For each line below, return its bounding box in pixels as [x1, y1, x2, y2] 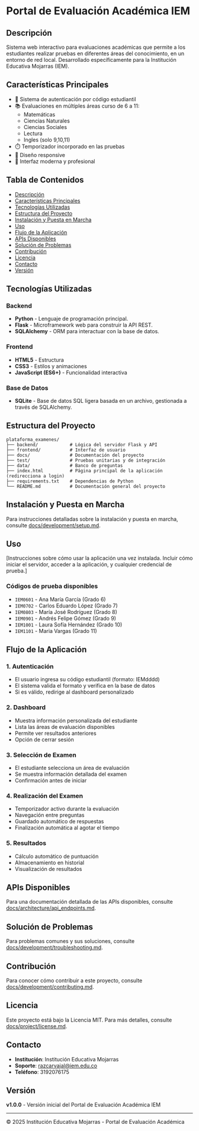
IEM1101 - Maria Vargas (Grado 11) [14, 627, 98, 634]
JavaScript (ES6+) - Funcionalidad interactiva [14, 369, 127, 376]
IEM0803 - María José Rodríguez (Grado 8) [14, 608, 117, 615]
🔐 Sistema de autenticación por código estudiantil [14, 95, 136, 102]
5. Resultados [6, 839, 47, 847]
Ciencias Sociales [23, 123, 67, 130]
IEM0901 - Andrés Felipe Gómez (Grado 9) [14, 615, 117, 622]
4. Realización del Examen [6, 791, 84, 800]
